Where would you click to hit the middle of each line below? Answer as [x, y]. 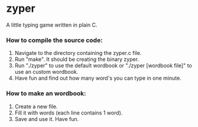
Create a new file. [36, 106]
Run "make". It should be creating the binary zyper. [77, 59]
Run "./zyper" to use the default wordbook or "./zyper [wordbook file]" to [103, 66]
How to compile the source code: [54, 40]
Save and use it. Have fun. [47, 119]
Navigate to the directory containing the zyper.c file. [78, 53]
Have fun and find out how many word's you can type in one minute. [98, 78]
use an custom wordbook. [46, 72]
